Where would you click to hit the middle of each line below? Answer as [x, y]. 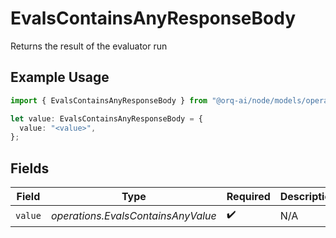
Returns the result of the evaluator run [89, 46]
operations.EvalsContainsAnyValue [133, 215]
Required [248, 197]
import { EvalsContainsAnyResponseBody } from [109, 100]
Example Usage [60, 77]
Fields [30, 168]
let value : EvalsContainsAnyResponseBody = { [106, 118]
